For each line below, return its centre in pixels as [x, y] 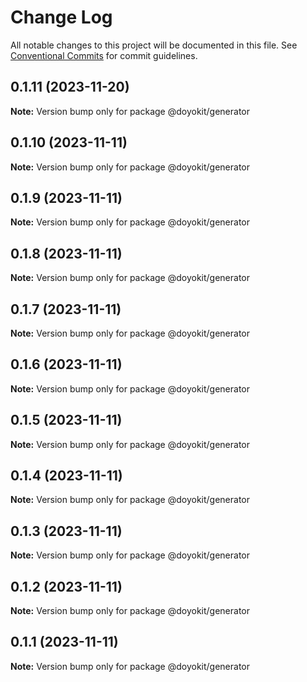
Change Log [61, 17]
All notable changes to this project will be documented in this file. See [154, 45]
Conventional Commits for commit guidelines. [104, 55]
